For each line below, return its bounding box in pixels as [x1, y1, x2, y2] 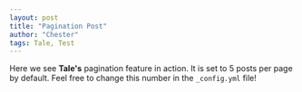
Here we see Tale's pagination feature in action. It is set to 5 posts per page [9, 63, 293, 74]
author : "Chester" [9, 30, 79, 39]
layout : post [9, 13, 59, 23]
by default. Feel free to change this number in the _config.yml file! [9, 73, 257, 84]
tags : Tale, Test [9, 38, 75, 48]
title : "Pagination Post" [9, 22, 107, 31]
